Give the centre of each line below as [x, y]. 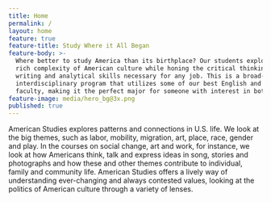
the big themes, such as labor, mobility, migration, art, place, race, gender [131, 137]
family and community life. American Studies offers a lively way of [118, 172]
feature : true [32, 38]
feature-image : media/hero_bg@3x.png [72, 99]
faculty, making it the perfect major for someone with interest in [133, 91]
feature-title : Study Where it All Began [79, 46]
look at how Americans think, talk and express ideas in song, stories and [128, 155]
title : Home [28, 16]
